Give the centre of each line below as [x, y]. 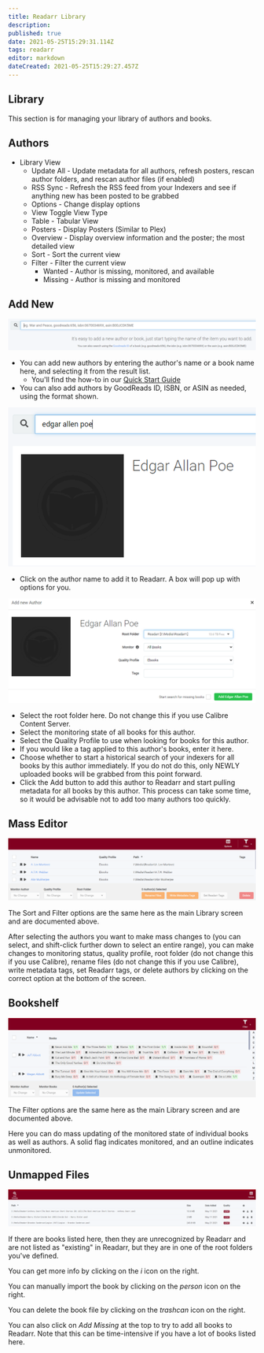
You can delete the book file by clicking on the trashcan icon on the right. [127, 1310]
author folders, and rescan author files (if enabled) [113, 179]
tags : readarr [31, 50]
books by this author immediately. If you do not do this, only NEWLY [129, 765]
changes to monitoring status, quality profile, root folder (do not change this [131, 953]
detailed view [53, 246]
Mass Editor [38, 823]
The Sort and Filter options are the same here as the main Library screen [126, 913]
